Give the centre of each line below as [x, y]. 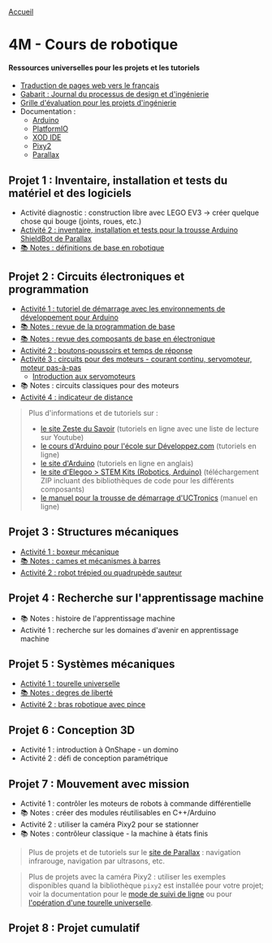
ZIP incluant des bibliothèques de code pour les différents [137, 481]
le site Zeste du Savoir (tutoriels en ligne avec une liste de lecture [149, 429]
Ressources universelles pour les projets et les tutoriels [104, 68]
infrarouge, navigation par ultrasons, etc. [96, 861]
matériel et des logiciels [70, 193]
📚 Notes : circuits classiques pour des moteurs [99, 386]
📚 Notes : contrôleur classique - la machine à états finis [114, 834]
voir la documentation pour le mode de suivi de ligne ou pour [130, 894]
